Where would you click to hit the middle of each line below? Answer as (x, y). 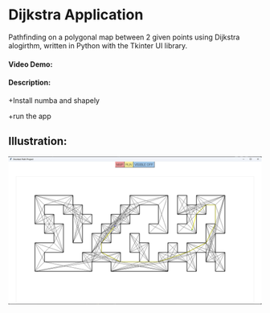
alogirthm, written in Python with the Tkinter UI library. (98, 45)
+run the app (30, 116)
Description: (29, 83)
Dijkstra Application (76, 15)
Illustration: (38, 141)
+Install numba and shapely (54, 100)
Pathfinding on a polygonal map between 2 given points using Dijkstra (124, 37)
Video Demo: (31, 64)
